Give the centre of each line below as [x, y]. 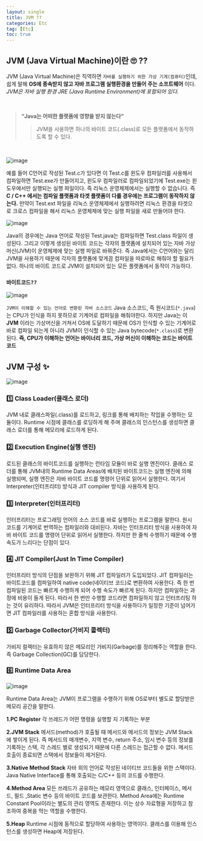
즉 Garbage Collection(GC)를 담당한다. [53, 654]
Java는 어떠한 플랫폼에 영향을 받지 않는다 [72, 116]
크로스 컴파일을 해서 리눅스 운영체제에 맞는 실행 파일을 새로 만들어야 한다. [99, 211]
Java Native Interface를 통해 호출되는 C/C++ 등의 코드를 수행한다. [86, 775]
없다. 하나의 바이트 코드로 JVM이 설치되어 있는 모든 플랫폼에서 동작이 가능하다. [99, 266]
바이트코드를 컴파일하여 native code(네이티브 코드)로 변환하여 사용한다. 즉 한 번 [101, 583]
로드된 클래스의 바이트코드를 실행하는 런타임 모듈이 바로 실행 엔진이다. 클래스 [97, 463]
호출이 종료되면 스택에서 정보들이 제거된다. [57, 755]
